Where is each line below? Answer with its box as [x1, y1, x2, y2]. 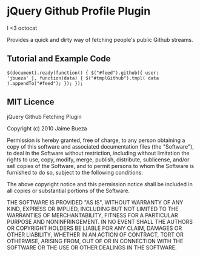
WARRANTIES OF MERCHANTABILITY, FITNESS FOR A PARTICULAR [7, 211, 178, 219]
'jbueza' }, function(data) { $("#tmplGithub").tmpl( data [7, 75, 159, 81]
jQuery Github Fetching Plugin [7, 113, 82, 120]
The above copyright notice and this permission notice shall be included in [7, 180, 193, 187]
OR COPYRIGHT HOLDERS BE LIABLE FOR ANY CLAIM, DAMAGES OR [7, 224, 182, 232]
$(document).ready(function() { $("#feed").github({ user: [7, 70, 159, 76]
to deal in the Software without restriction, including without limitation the [7, 149, 190, 157]
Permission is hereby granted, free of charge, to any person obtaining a [7, 136, 185, 144]
